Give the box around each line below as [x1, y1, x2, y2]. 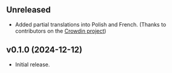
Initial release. [15, 60, 50, 68]
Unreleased [6, 5, 51, 15]
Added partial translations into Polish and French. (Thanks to [15, 21, 167, 28]
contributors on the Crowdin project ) [15, 27, 107, 34]
